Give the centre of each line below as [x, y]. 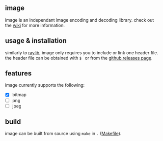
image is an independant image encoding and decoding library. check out [80, 20]
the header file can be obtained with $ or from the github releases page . [79, 58]
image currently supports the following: [45, 85]
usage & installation [36, 41]
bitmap [19, 95]
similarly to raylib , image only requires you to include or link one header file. [82, 53]
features [18, 73]
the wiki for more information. [35, 25]
